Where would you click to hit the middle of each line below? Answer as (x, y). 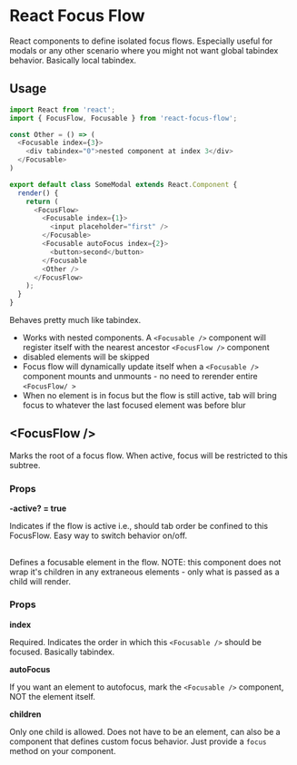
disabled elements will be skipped (86, 357)
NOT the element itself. (52, 696)
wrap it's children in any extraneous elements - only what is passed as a (144, 572)
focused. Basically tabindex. (62, 652)
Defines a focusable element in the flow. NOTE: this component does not (145, 562)
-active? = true (38, 508)
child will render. (40, 581)
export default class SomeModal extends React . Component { (124, 184)
